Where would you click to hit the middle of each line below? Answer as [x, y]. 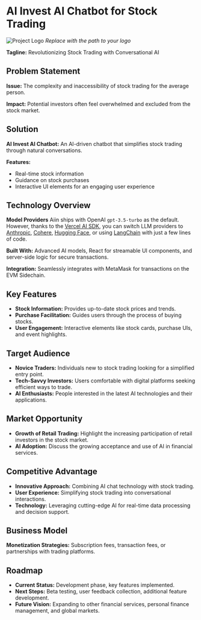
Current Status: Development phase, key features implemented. [94, 585]
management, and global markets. [57, 611]
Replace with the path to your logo [88, 40]
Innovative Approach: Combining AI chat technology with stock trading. [104, 486]
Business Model [37, 531]
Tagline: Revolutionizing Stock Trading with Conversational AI [83, 52]
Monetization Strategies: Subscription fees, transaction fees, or [86, 545]
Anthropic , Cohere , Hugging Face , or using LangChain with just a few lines [99, 233]
